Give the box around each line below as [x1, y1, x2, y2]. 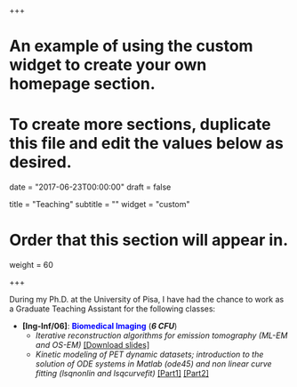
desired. [9, 152, 72, 173]
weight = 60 [9, 260, 53, 270]
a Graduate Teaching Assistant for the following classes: [9, 303, 216, 314]
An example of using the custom [9, 36, 253, 56]
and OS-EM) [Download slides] [35, 340, 149, 351]
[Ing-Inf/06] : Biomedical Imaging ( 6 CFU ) [21, 321, 178, 332]
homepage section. [9, 74, 156, 94]
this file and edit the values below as [9, 133, 285, 154]
